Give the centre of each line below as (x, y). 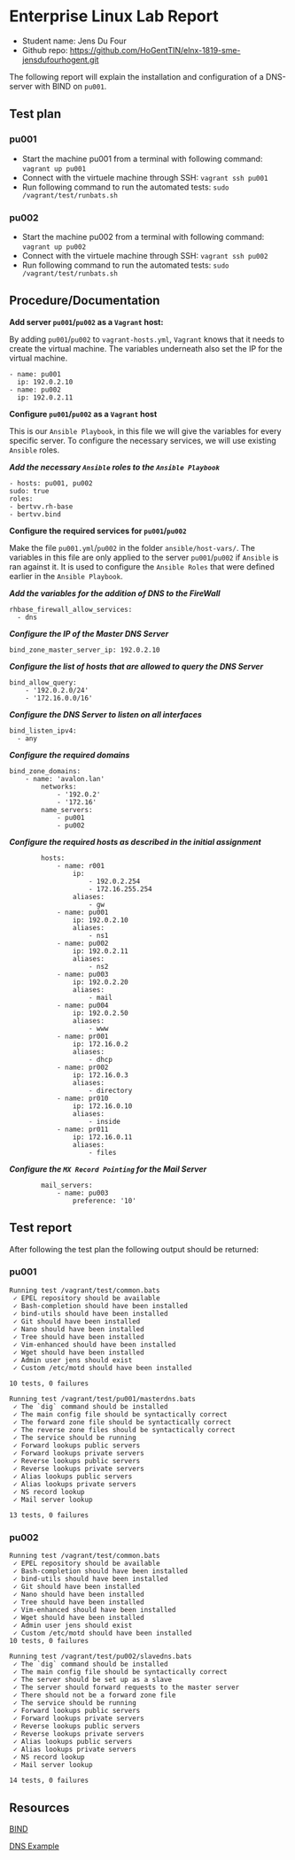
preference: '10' (105, 1201)
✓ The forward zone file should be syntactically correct (122, 1422)
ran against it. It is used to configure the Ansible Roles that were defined (142, 566)
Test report (41, 1228)
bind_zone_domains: (45, 771)
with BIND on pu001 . (71, 86)
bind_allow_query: (43, 682)
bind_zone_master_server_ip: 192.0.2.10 (85, 650)
